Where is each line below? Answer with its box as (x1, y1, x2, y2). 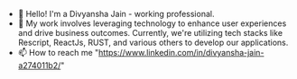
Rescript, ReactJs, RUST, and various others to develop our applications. (17, 37, 289, 48)
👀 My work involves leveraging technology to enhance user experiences (17, 18, 287, 29)
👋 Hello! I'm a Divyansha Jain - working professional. (17, 9, 215, 19)
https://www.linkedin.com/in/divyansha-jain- (97, 48, 265, 57)
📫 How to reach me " (17, 48, 99, 57)
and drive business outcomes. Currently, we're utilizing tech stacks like (17, 28, 283, 38)
